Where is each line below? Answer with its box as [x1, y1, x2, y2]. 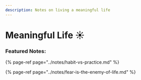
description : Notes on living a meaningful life [5, 7, 110, 13]
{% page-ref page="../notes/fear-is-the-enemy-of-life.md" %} [5, 69, 136, 75]
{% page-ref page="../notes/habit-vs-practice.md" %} [5, 59, 120, 65]
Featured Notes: [5, 47, 46, 55]
